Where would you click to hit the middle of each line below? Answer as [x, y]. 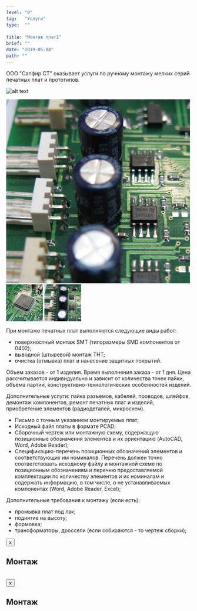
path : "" [17, 56]
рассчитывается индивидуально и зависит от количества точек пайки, [95, 378]
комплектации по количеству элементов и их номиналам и [89, 476]
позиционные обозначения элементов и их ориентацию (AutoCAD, [98, 439]
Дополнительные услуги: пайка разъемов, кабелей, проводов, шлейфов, [98, 396]
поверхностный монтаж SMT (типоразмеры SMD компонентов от [97, 342]
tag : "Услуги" [26, 19]
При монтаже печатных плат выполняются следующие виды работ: [91, 330]
